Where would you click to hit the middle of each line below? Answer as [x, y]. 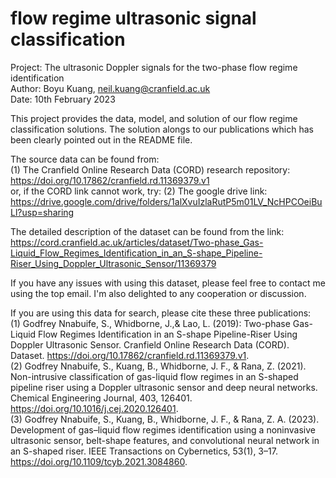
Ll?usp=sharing [42, 212]
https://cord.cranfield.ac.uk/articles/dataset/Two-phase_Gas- [137, 242]
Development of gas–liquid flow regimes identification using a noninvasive [163, 429]
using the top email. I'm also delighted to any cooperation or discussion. [158, 293]
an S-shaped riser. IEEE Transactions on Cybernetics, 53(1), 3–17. [144, 451]
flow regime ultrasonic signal [133, 18]
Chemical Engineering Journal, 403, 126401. [101, 398]
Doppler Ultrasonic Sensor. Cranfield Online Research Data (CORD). [150, 344]
